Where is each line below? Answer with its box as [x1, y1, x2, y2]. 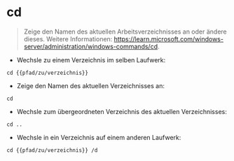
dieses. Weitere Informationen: [23, 34, 113, 43]
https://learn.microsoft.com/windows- [113, 34, 223, 43]
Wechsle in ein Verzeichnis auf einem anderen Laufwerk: [16, 133, 181, 141]
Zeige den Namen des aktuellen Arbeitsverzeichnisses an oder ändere [23, 27, 227, 36]
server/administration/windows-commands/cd [23, 42, 158, 50]
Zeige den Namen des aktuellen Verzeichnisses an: [16, 81, 165, 90]
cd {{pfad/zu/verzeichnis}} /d [6, 146, 98, 154]
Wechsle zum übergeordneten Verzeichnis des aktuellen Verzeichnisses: [16, 107, 227, 115]
